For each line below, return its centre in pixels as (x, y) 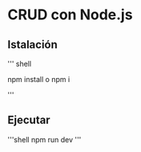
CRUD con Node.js (70, 15)
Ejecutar (29, 120)
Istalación (32, 45)
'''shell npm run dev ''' (44, 139)
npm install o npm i (39, 79)
